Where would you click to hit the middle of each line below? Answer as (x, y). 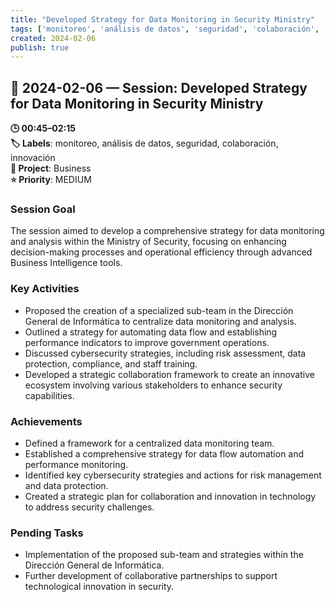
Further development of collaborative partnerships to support (151, 576)
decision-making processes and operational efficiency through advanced (161, 252)
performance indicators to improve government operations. (147, 342)
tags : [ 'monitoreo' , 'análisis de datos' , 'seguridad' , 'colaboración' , (165, 29)
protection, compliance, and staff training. (111, 363)
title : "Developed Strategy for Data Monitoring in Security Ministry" (162, 19)
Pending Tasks (47, 533)
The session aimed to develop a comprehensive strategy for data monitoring (167, 231)
